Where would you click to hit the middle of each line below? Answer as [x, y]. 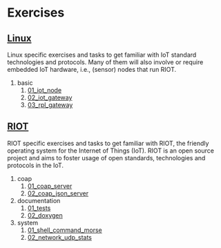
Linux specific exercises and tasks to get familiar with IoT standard [102, 55]
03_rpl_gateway [50, 105]
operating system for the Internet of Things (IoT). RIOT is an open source [110, 151]
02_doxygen [45, 215]
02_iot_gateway [50, 97]
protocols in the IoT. [36, 165]
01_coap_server [50, 186]
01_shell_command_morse [65, 230]
